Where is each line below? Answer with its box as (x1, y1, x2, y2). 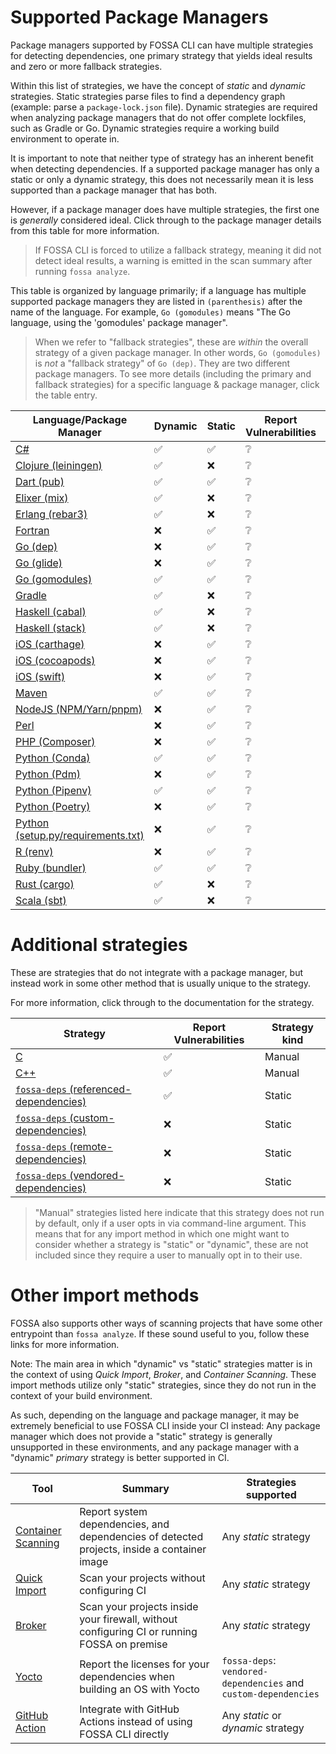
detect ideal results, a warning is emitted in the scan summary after (34, 254, 313, 266)
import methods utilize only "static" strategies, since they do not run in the (10, 1379, 317, 1391)
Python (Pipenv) (15, 783, 92, 797)
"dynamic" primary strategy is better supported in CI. (10, 1451, 230, 1463)
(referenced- (69, 1082, 132, 1096)
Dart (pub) (15, 474, 65, 488)
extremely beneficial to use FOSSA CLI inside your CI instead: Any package (10, 1419, 321, 1431)
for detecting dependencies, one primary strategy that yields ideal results (10, 49, 313, 61)
